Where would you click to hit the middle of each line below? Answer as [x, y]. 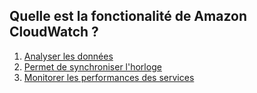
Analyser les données [68, 56]
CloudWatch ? [54, 32]
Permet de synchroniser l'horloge [92, 66]
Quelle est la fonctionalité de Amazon [128, 16]
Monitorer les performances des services [109, 77]
